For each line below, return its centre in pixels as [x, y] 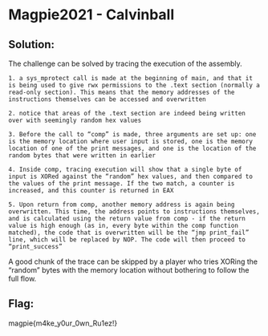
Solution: [31, 45]
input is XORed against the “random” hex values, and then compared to [130, 176]
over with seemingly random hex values [75, 120]
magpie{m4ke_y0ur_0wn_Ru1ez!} [63, 323]
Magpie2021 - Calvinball [91, 15]
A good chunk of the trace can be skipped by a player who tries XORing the [133, 261]
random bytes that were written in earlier [82, 156]
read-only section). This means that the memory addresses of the [122, 92]
